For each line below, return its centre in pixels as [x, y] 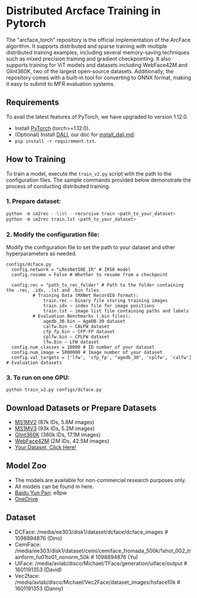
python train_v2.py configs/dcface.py [54, 390]
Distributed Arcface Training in [83, 11]
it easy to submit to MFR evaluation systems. [61, 83]
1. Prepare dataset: [34, 201]
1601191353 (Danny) [39, 588]
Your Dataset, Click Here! [46, 447]
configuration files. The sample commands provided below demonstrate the [98, 180]
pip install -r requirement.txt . [55, 141]
